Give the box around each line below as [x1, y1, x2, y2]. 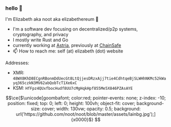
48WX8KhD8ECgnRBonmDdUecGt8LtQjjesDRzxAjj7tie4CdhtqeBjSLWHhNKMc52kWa [12, 76, 166, 81]
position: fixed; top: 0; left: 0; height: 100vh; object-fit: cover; [7, 100, 136, 107]
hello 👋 [5, 5, 23, 12]
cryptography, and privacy [12, 32, 69, 38]
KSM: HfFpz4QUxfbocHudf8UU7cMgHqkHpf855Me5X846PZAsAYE [12, 85, 133, 91]
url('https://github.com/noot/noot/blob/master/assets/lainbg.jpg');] [16, 111, 156, 117]
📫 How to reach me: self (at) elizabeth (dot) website [12, 48, 124, 54]
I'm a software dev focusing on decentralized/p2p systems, [12, 26, 138, 32]
